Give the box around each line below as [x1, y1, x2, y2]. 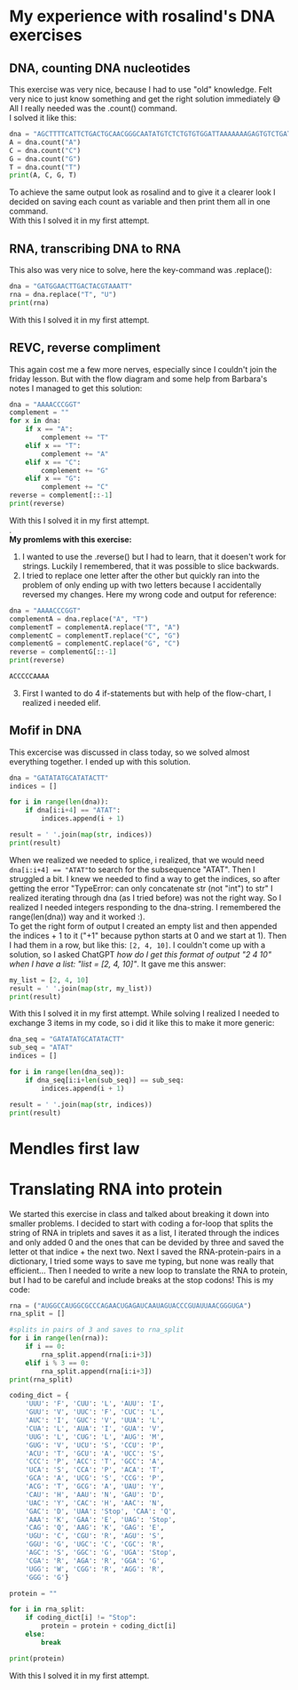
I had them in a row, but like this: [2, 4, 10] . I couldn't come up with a [9, 940, 266, 950]
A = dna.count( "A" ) [9, 138, 82, 147]
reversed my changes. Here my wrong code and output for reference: [21, 589, 277, 599]
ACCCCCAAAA [9, 672, 50, 681]
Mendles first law [9, 1138, 140, 1158]
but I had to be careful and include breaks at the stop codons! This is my [9, 1274, 274, 1286]
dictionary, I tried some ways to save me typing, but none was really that [9, 1255, 274, 1266]
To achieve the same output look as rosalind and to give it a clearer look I [9, 187, 277, 197]
